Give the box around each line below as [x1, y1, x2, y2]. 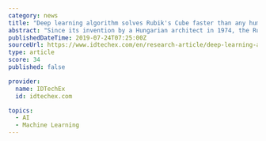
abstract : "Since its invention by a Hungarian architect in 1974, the [8, 26, 249, 34]
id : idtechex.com [15, 92, 73, 100]
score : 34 [8, 56, 41, 64]
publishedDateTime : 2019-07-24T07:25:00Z [8, 33, 147, 42]
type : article [8, 48, 55, 56]
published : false [8, 63, 66, 71]
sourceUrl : [8, 41, 44, 49]
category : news [8, 11, 59, 20]
